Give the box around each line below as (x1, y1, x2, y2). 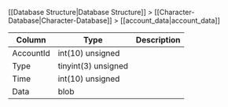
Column (16, 35, 46, 45)
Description (135, 35, 181, 45)
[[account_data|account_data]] (120, 16, 220, 25)
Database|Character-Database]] (8, 16, 112, 25)
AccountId (12, 48, 51, 58)
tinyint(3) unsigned (57, 61, 128, 71)
